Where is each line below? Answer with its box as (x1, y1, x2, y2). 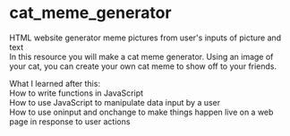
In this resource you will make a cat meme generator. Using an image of (9, 51, 274, 62)
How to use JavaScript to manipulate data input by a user (9, 97, 221, 107)
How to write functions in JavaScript (9, 88, 144, 98)
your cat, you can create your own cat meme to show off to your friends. (9, 61, 277, 72)
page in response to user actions (9, 115, 131, 127)
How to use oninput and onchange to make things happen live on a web (9, 106, 274, 117)
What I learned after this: (9, 78, 101, 89)
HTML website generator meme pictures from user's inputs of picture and (9, 32, 282, 43)
